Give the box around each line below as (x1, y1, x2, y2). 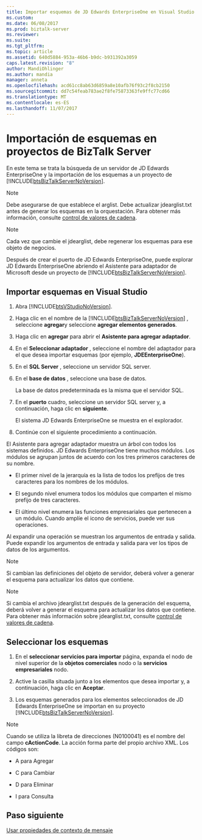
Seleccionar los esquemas (6, 636, 109, 647)
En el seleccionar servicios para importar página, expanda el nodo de (15, 653, 193, 660)
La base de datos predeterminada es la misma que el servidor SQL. (15, 386, 184, 394)
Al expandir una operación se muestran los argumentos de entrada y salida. (6, 533, 196, 540)
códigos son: (6, 746, 39, 753)
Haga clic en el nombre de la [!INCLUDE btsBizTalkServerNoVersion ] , (15, 315, 189, 322)
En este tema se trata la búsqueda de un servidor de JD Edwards (6, 165, 169, 172)
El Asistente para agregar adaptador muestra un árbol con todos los (6, 440, 176, 448)
